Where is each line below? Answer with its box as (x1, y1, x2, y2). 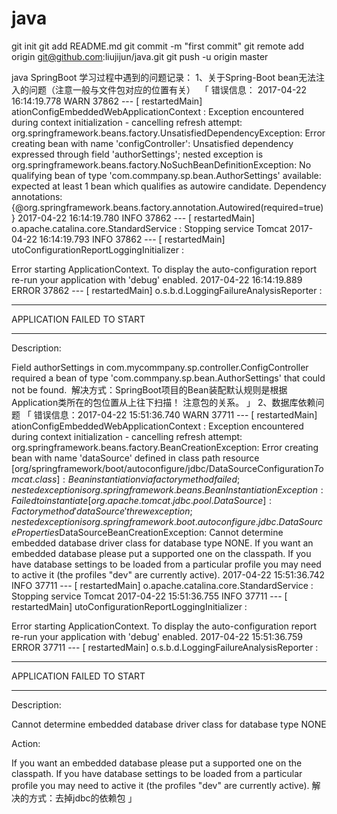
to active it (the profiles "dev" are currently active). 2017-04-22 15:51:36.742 (11, 568, 326, 581)
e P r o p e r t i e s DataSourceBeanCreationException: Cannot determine (11, 526, 284, 538)
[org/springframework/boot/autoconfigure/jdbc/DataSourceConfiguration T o (11, 462, 324, 474)
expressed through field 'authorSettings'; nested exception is (11, 148, 264, 160)
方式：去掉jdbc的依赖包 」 (28, 792, 138, 804)
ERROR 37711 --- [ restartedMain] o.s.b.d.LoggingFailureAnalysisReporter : (11, 641, 319, 653)
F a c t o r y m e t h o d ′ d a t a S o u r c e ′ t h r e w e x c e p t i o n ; (11, 505, 193, 517)
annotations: (11, 190, 63, 202)
